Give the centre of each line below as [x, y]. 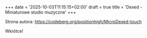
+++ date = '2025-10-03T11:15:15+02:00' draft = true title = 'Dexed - [74, 7]
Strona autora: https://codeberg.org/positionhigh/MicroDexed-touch [73, 22]
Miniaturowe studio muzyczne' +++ [41, 12]
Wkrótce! [14, 31]
